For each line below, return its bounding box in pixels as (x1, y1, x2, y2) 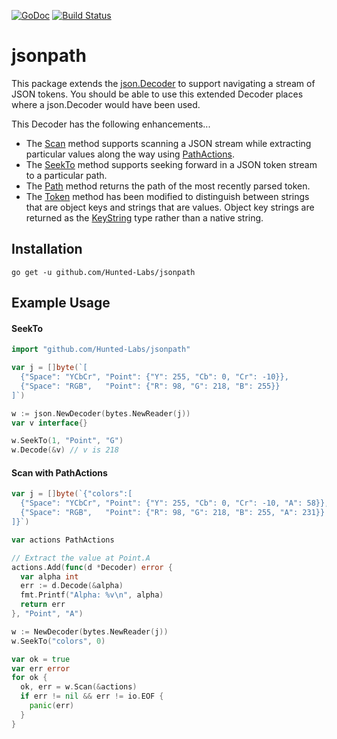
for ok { (11, 673, 48, 683)
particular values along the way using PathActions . (25, 148, 235, 160)
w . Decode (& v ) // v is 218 (11, 445, 119, 455)
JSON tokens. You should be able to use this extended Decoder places (11, 88, 304, 100)
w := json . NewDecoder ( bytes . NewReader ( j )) (11, 408, 191, 419)
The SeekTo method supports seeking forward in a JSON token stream (25, 158, 318, 170)
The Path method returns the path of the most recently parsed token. (25, 180, 311, 192)
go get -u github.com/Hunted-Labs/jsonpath (11, 267, 196, 277)
